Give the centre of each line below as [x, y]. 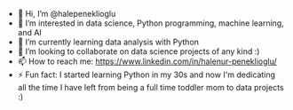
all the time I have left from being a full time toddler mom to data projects [150, 87]
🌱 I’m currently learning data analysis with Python [108, 42]
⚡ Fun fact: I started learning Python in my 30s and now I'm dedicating [146, 75]
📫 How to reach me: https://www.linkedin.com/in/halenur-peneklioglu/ [147, 61]
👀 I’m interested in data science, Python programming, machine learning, [150, 23]
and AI [29, 32]
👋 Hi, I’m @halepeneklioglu [67, 14]
